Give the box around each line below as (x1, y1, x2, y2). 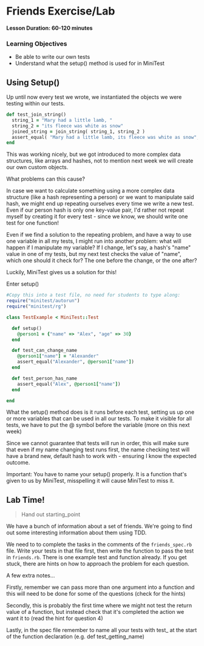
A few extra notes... (6, 572, 55, 579)
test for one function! (6, 220, 59, 227)
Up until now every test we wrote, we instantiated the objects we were (6, 93, 182, 101)
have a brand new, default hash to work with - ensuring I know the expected (6, 453, 197, 460)
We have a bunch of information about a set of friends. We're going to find (6, 523, 192, 530)
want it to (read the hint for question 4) (6, 614, 103, 622)
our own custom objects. (6, 164, 69, 171)
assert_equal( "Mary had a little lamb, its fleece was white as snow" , (12, 134, 200, 140)
